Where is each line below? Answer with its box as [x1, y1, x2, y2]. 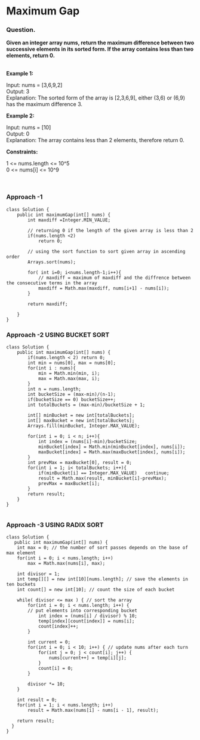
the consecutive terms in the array [6, 280, 97, 286]
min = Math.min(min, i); [38, 371, 100, 377]
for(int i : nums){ [27, 365, 76, 371]
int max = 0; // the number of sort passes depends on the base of [17, 545, 188, 551]
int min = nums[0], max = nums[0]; [27, 360, 116, 366]
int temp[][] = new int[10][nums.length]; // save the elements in [17, 576, 188, 582]
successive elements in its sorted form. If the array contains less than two [6, 46, 194, 53]
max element [6, 550, 36, 556]
